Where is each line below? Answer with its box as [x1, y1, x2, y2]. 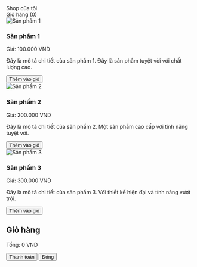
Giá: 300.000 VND [6, 177, 52, 184]
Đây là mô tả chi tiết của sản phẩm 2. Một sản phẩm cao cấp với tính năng [6, 123, 188, 130]
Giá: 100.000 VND [6, 46, 51, 53]
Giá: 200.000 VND [6, 111, 51, 119]
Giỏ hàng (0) [6, 11, 38, 18]
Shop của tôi [6, 5, 38, 11]
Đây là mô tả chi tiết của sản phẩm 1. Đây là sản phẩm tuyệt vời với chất [6, 57, 182, 64]
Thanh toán [9, 253, 35, 260]
